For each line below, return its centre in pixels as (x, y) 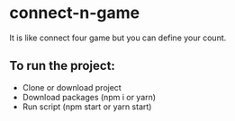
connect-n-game (75, 13)
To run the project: (62, 66)
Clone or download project (72, 87)
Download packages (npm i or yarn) (89, 97)
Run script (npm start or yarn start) (87, 107)
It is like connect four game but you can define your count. (118, 38)
